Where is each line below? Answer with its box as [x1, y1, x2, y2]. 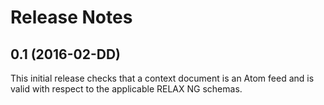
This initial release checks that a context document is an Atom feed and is [10, 72, 315, 84]
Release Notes [10, 6, 133, 29]
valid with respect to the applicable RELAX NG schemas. [10, 83, 243, 95]
